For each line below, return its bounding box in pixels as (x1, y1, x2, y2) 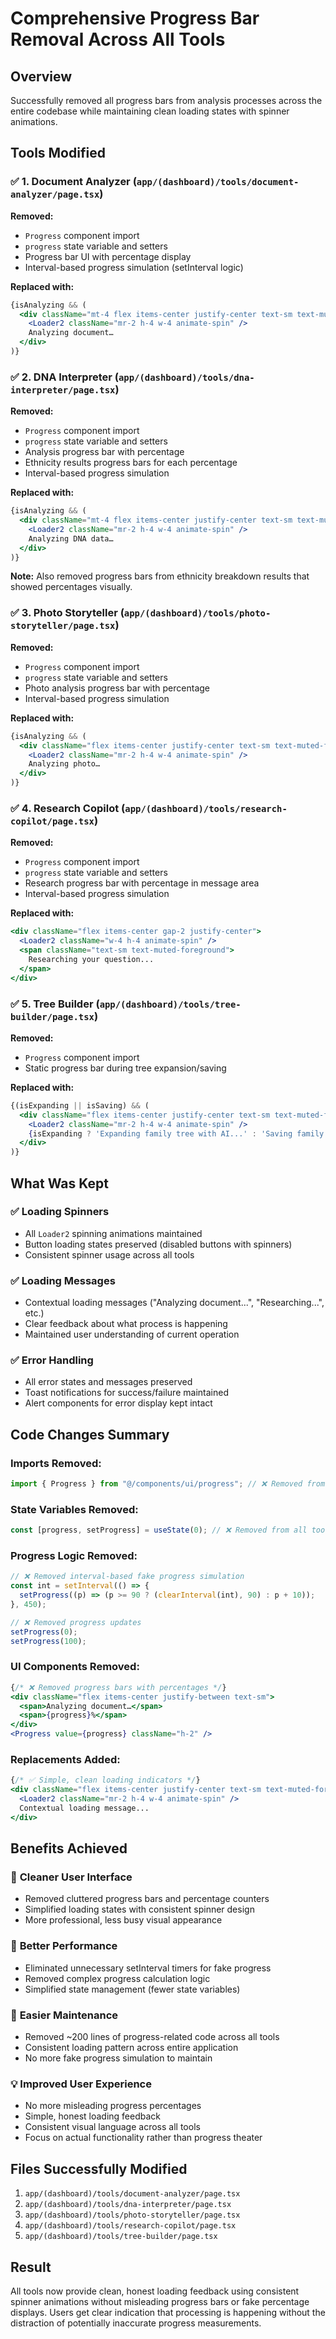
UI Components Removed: (10, 1660, 140, 1674)
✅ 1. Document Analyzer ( (10, 175, 137, 189)
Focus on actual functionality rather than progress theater (24, 2132, 263, 2144)
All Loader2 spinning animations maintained (24, 1227, 203, 1239)
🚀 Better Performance (10, 1939, 118, 1953)
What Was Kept (10, 1175, 109, 1192)
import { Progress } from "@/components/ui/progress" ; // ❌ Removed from (10, 1479, 326, 1489)
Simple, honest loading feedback (24, 2110, 162, 2122)
